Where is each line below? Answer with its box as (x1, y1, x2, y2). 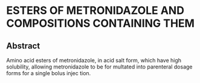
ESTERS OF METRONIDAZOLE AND (6, 4, 184, 18)
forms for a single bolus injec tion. (6, 70, 91, 76)
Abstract (6, 41, 40, 51)
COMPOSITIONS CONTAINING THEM (6, 16, 195, 30)
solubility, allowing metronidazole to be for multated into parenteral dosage (6, 63, 193, 70)
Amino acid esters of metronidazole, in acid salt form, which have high (6, 57, 182, 64)
